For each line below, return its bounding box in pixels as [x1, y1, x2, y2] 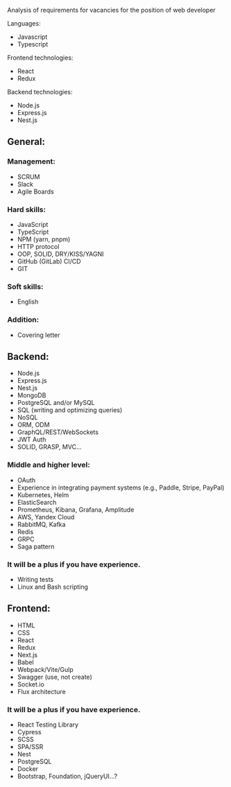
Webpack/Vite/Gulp [17, 665, 74, 673]
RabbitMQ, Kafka [17, 520, 66, 528]
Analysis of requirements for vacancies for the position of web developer [7, 6, 216, 14]
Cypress [17, 728, 42, 736]
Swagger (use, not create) [17, 673, 92, 681]
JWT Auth [17, 435, 46, 444]
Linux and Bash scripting [17, 582, 89, 591]
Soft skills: [7, 282, 44, 291]
